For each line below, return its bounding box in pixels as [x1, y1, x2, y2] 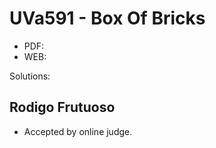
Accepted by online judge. [23, 125, 133, 137]
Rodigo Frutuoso [9, 99, 116, 116]
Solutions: [9, 70, 51, 82]
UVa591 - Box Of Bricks [9, 7, 206, 30]
